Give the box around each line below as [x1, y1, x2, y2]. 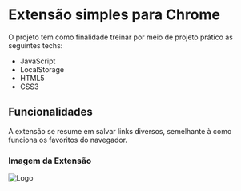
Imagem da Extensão [8, 155, 92, 166]
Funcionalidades [8, 105, 94, 119]
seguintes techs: [8, 40, 63, 50]
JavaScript [19, 56, 56, 66]
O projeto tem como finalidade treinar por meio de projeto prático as [8, 32, 234, 42]
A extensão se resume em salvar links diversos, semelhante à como [8, 126, 232, 136]
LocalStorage [19, 64, 65, 74]
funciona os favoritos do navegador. [8, 135, 128, 144]
